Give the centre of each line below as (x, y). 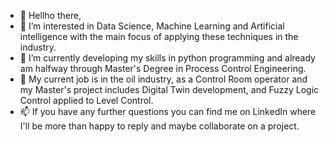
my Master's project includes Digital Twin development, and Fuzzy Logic (169, 89)
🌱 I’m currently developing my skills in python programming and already (167, 58)
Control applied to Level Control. (86, 100)
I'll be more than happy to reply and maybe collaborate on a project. (159, 126)
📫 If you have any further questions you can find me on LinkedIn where (168, 111)
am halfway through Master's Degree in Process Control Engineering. (163, 68)
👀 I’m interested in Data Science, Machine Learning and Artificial (152, 26)
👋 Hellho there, (50, 15)
